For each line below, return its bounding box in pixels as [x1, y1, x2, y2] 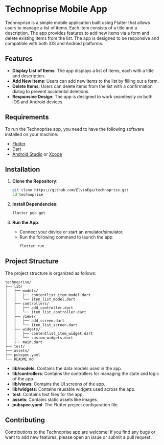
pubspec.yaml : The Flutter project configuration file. [12, 401, 119, 407]
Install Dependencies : [12, 201, 58, 207]
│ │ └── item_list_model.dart [5, 297, 76, 302]
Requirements [5, 113, 49, 121]
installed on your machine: [5, 131, 59, 137]
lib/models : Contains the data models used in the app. [12, 365, 122, 371]
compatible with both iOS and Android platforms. [5, 40, 104, 46]
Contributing [5, 416, 45, 424]
